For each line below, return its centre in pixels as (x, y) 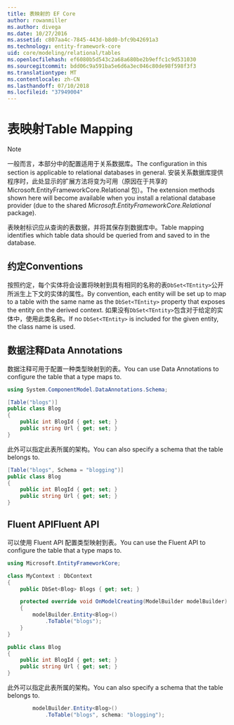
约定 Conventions (45, 267)
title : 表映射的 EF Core (41, 14)
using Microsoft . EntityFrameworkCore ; (64, 563)
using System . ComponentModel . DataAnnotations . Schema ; (88, 390)
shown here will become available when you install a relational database (111, 198)
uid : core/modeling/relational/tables (64, 53)
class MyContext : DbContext (50, 576)
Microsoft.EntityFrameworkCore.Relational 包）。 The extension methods (111, 190)
